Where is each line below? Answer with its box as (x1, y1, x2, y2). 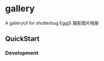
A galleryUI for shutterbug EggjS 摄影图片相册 (5, 20, 99, 26)
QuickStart (5, 35, 40, 43)
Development (5, 50, 39, 57)
